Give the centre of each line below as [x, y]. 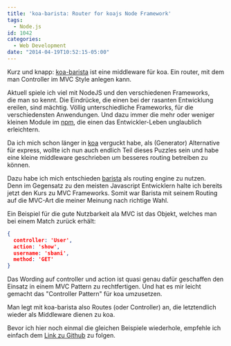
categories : [24, 39]
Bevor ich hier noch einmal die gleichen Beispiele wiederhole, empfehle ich [114, 328]
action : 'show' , [37, 246]
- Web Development [40, 46]
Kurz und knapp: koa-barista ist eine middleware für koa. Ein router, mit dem [116, 72]
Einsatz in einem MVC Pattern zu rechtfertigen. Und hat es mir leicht [104, 286]
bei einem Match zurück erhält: [52, 221]
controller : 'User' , [43, 240]
